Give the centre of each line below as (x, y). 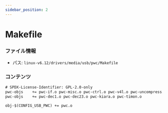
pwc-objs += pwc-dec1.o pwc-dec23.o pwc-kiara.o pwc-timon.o (73, 97)
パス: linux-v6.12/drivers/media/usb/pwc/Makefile (65, 63)
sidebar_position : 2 (27, 10)
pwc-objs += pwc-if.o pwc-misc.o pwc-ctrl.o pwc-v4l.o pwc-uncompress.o (86, 92)
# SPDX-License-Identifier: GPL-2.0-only (49, 88)
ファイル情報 (21, 51)
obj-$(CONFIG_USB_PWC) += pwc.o (39, 106)
